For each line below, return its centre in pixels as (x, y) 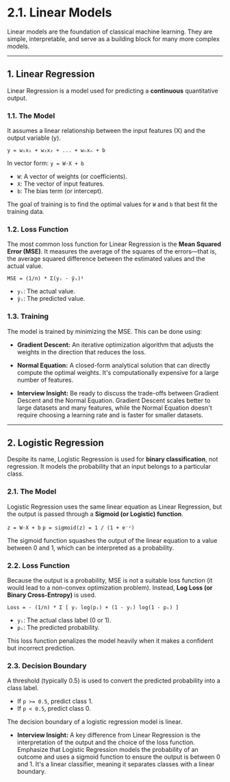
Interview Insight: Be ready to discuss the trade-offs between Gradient (118, 393)
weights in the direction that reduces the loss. (81, 352)
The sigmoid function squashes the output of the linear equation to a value (112, 540)
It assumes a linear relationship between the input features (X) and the (106, 131)
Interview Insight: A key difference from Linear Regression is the (108, 735)
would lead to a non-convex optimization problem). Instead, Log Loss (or (110, 588)
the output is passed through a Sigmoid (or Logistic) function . (95, 514)
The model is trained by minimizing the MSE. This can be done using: (105, 331)
